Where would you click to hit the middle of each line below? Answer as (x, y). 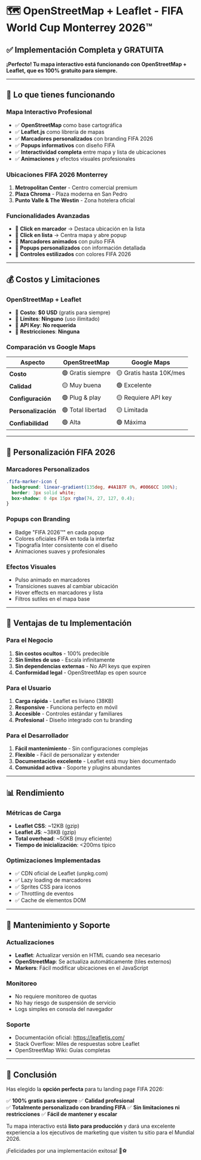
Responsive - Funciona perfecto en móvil (66, 707)
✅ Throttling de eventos (44, 894)
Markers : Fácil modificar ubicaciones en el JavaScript (81, 968)
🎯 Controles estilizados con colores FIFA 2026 (73, 254)
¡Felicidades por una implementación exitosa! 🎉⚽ (67, 1151)
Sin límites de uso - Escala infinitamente (65, 660)
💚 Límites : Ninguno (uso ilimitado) (57, 319)
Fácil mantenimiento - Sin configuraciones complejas (81, 748)
